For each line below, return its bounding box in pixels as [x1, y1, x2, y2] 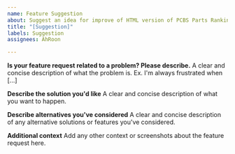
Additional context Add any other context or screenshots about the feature [7, 132, 225, 140]
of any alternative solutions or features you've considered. [7, 118, 176, 126]
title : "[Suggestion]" [7, 23, 73, 30]
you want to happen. [7, 97, 66, 105]
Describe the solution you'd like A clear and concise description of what [7, 90, 218, 98]
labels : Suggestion [7, 29, 64, 37]
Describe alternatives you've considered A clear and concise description [7, 111, 222, 119]
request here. [7, 139, 46, 147]
